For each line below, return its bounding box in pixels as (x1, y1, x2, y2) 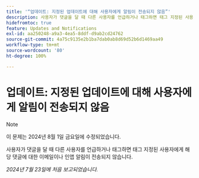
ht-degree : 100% (6, 53, 46, 59)
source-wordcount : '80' (6, 48, 65, 54)
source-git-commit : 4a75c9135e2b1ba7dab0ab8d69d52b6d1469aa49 (6, 36, 163, 42)
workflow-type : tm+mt (6, 42, 60, 48)
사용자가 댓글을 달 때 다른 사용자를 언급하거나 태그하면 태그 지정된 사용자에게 (6, 145, 184, 152)
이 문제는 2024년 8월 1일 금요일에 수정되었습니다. (6, 133, 121, 140)
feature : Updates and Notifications (6, 25, 97, 32)
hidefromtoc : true (6, 20, 52, 26)
